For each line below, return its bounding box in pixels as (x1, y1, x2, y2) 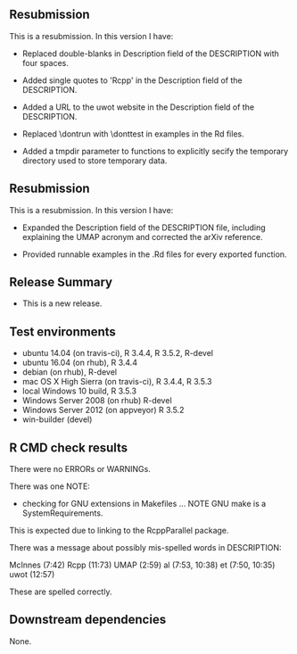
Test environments (9, 324, 116, 339)
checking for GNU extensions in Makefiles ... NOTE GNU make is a (21, 499, 267, 509)
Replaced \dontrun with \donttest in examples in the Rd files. (21, 128, 244, 139)
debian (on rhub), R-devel (21, 367, 118, 377)
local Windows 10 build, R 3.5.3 (21, 385, 136, 396)
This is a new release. (21, 298, 103, 309)
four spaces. (21, 57, 69, 68)
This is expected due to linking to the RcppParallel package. (9, 526, 229, 536)
